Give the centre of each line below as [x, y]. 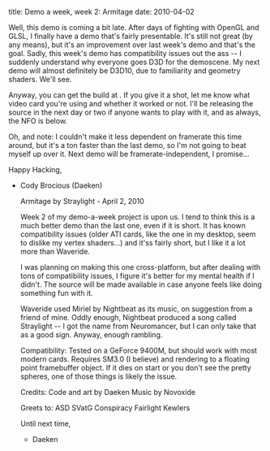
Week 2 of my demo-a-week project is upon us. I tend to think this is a [137, 217]
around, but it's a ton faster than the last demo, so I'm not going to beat [127, 145]
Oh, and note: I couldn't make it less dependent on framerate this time [125, 137]
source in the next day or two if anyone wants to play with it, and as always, [135, 112]
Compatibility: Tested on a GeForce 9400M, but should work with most [139, 350]
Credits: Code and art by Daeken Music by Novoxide [108, 392]
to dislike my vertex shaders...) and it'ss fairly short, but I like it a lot [133, 243]
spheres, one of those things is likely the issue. [99, 376]
